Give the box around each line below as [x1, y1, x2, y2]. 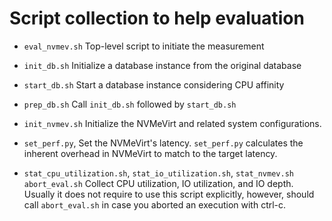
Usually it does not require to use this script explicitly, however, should [23, 188, 315, 200]
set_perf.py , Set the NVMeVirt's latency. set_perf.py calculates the [23, 137, 304, 149]
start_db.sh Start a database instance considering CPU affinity [23, 78, 285, 91]
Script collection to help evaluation [9, 7, 305, 30]
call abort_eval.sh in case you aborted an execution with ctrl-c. [23, 198, 287, 211]
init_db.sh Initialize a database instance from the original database [23, 59, 302, 71]
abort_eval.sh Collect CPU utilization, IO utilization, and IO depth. [23, 177, 294, 189]
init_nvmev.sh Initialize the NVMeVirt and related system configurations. [23, 117, 322, 129]
